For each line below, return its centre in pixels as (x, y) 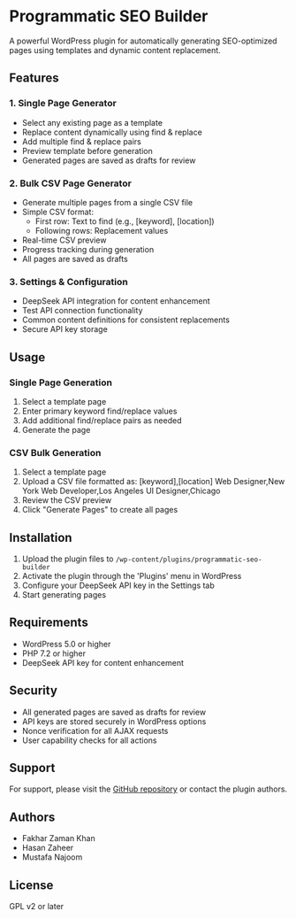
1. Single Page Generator (63, 104)
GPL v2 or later (37, 907)
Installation (41, 537)
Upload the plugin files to (68, 559)
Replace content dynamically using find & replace (112, 132)
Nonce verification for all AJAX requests (95, 730)
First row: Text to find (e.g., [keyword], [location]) (125, 221)
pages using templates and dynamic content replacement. (115, 50)
